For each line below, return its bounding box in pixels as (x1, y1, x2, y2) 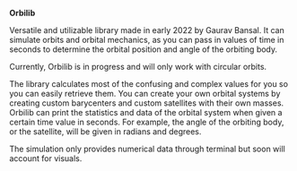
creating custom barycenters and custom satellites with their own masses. (9, 98, 284, 108)
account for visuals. (9, 153, 83, 164)
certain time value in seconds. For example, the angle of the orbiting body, (9, 116, 284, 127)
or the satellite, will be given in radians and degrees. (9, 126, 202, 137)
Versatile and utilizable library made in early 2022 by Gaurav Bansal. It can (9, 25, 284, 35)
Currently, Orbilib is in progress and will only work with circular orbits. (9, 62, 267, 72)
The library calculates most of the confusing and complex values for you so (9, 79, 289, 89)
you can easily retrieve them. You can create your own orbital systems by (9, 89, 281, 98)
